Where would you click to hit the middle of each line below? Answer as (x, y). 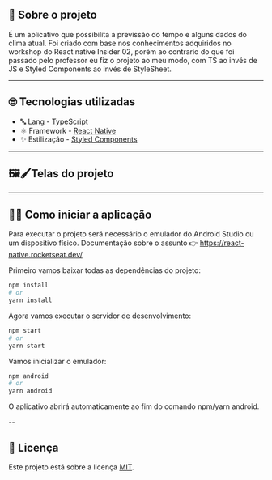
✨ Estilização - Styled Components (79, 139)
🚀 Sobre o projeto (53, 15)
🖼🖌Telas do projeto (61, 174)
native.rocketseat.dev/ (46, 255)
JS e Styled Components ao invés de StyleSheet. (90, 69)
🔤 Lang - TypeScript (54, 121)
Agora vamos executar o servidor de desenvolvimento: (100, 316)
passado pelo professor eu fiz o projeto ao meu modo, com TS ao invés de (133, 60)
